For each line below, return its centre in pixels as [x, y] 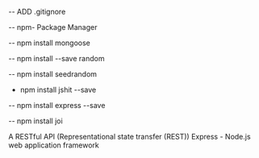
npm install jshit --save [58, 89]
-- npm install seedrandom [53, 74]
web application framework [54, 145]
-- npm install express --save [57, 105]
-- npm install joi [36, 121]
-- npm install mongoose [49, 43]
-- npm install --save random [56, 58]
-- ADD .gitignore [37, 12]
